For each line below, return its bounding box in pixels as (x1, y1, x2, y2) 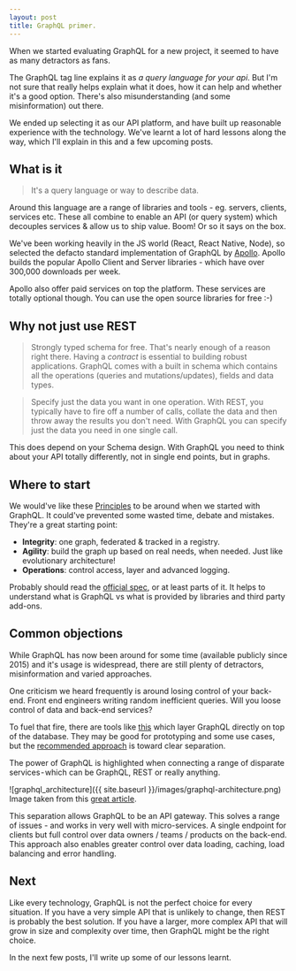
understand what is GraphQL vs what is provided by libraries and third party (9, 591, 285, 601)
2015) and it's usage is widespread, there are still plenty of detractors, (9, 659, 264, 669)
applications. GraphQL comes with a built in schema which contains (30, 361, 278, 371)
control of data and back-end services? (9, 704, 153, 715)
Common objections (9, 626, 124, 641)
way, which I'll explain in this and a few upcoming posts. (9, 136, 214, 147)
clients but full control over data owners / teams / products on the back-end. (9, 829, 287, 840)
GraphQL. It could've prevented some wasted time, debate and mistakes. (9, 509, 276, 520)
